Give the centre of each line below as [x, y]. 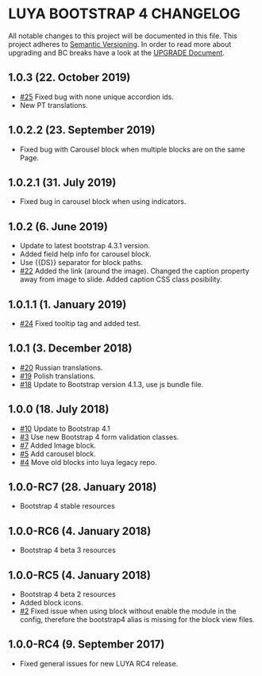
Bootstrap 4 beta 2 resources [68, 594]
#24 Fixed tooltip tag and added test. [80, 323]
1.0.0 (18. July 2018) [59, 409]
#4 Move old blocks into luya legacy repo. [88, 462]
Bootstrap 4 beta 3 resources [68, 550]
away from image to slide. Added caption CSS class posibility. [121, 279]
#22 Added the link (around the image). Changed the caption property [135, 271]
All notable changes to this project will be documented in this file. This [123, 36]
